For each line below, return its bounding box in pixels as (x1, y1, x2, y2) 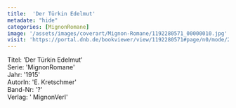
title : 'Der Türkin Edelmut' (7, 10, 96, 18)
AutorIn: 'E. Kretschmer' (7, 78, 77, 86)
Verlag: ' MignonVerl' (7, 93, 68, 102)
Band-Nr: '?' (7, 86, 43, 94)
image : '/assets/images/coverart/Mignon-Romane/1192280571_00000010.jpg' (7, 29, 228, 37)
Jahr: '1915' (7, 71, 41, 79)
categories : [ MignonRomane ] (7, 23, 90, 30)
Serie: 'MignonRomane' (7, 63, 75, 72)
